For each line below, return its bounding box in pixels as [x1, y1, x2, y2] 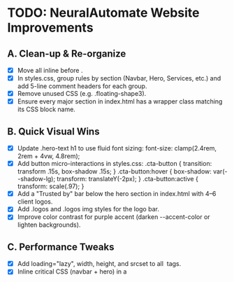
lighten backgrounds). [17, 220, 81, 229]
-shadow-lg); [17, 175, 56, 183]
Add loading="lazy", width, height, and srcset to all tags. [17, 260, 182, 268]
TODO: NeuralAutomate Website [7, 5, 200, 21]
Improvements [7, 20, 94, 36]
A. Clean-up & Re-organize [7, 48, 126, 59]
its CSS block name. [17, 105, 75, 113]
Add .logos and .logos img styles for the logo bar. [17, 205, 159, 213]
